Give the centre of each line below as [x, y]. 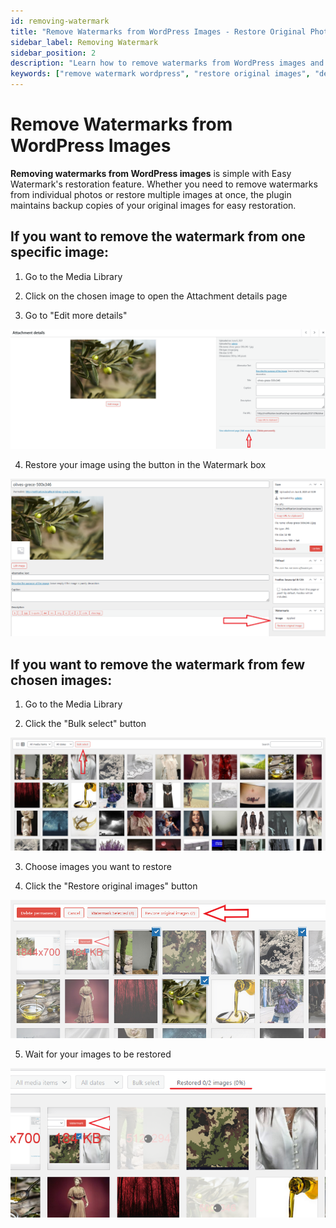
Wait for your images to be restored [98, 1054]
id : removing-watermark [60, 21]
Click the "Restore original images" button [111, 886]
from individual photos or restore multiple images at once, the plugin [151, 194]
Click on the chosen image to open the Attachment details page [156, 296]
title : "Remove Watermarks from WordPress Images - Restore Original [158, 31]
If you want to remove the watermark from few [158, 664]
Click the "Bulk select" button [85, 724]
